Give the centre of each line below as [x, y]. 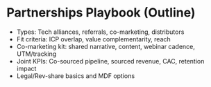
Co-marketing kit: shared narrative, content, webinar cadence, [106, 46]
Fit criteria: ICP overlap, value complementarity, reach [93, 39]
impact [26, 68]
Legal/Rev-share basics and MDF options [76, 76]
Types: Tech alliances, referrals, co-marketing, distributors [100, 32]
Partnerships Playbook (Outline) [101, 13]
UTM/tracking [36, 54]
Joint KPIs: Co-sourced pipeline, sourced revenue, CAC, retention [110, 61]
